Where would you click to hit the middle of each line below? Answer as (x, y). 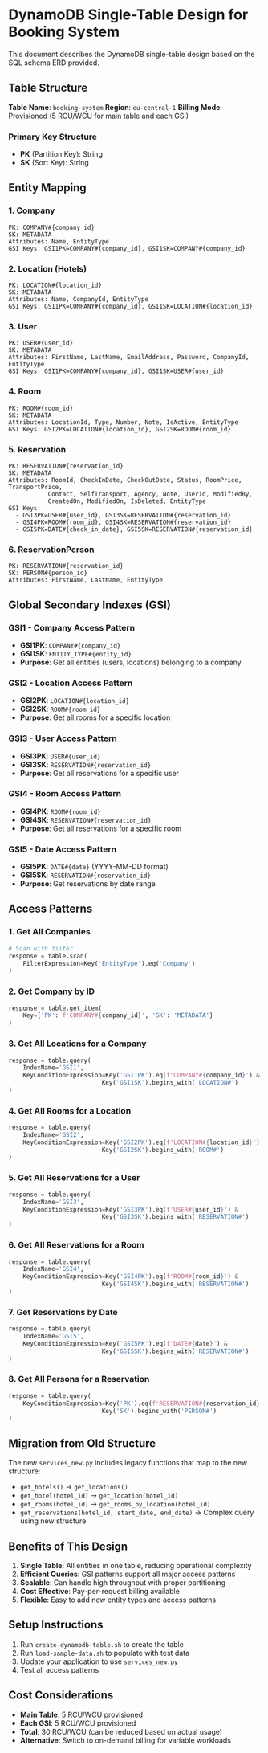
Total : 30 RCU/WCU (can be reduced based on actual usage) (121, 1731)
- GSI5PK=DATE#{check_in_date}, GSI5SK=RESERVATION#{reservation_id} (134, 529)
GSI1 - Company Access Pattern (71, 627)
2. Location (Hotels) (47, 268)
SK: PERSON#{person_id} (48, 573)
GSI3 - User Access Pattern (63, 738)
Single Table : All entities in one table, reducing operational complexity (136, 1565)
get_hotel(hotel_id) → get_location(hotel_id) (99, 1495)
